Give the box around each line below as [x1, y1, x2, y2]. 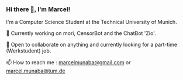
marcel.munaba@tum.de [6, 67, 65, 75]
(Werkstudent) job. [6, 47, 51, 54]
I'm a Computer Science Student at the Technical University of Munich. [6, 19, 177, 26]
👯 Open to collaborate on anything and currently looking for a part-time [6, 41, 178, 48]
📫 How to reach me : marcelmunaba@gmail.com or [6, 59, 131, 66]
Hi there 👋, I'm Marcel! [6, 5, 71, 13]
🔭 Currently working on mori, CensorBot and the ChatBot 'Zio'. [6, 30, 156, 37]
